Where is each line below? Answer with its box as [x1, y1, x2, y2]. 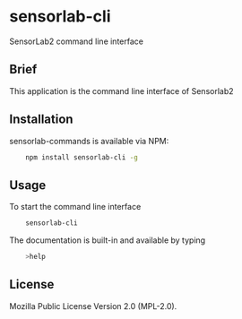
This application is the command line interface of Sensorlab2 [9, 85, 235, 96]
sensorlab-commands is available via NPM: [9, 135, 169, 146]
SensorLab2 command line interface [9, 36, 143, 47]
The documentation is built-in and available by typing [9, 235, 206, 246]
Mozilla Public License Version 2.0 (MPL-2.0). [9, 300, 177, 311]
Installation [9, 112, 73, 127]
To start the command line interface [9, 202, 142, 212]
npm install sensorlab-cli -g [25, 152, 139, 162]
